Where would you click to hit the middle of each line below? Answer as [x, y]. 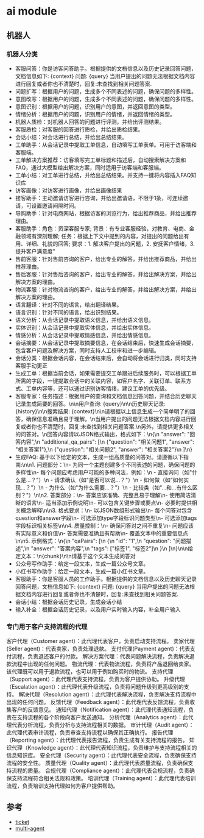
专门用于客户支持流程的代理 [47, 627]
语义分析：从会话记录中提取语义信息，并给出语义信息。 [84, 320]
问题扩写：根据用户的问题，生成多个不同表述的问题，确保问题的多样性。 [106, 91]
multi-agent [30, 828]
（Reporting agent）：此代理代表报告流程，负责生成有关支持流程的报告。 [97, 740]
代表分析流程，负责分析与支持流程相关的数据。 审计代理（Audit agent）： [103, 725]
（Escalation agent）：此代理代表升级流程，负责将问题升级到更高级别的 [95, 687]
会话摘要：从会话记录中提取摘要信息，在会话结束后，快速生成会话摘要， [106, 343]
